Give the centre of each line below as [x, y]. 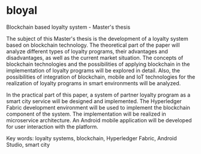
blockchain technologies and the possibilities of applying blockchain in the [98, 64]
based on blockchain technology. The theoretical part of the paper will [93, 45]
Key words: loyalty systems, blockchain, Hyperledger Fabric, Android [91, 138]
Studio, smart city [28, 144]
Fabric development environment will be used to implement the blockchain [98, 107]
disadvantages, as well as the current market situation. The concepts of [95, 58]
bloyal [22, 10]
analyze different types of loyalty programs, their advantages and [87, 51]
